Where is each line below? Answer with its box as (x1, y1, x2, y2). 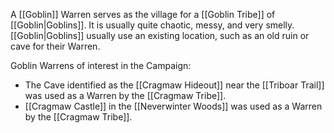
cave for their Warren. (10, 40, 101, 52)
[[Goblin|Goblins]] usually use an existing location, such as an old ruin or (10, 30, 310, 41)
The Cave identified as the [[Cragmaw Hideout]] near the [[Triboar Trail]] (24, 79, 325, 91)
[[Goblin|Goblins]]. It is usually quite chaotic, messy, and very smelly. (10, 19, 295, 31)
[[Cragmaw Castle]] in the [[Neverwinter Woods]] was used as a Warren (24, 100, 323, 112)
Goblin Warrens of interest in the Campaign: (10, 60, 192, 71)
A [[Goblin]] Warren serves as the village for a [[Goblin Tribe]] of (10, 9, 276, 20)
